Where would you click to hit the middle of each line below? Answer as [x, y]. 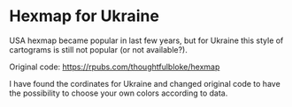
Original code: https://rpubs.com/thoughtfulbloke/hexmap [115, 67]
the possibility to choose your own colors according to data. [119, 93]
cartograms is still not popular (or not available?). [99, 49]
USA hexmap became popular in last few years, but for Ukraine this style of [146, 40]
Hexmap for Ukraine [84, 16]
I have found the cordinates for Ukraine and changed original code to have [145, 83]
